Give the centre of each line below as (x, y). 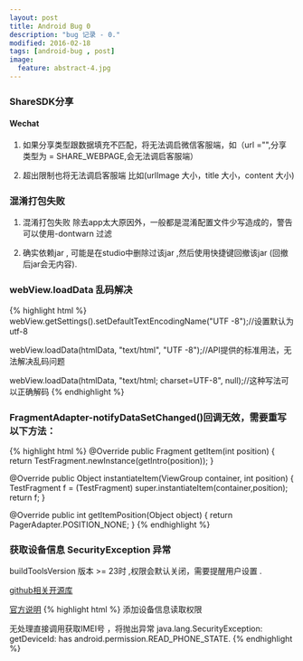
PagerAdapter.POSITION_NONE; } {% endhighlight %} (110, 524)
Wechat (24, 124)
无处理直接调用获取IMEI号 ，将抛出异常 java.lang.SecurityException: (136, 628)
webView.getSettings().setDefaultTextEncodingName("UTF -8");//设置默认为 (151, 321)
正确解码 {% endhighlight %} (71, 392)
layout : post (34, 18)
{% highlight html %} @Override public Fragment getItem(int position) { (142, 451)
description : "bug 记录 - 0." (65, 34)
